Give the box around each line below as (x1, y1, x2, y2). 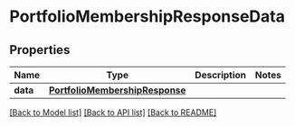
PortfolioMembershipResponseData (9, 6, 285, 27)
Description (194, 69, 247, 81)
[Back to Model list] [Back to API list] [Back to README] (9, 107, 217, 118)
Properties (9, 42, 71, 58)
